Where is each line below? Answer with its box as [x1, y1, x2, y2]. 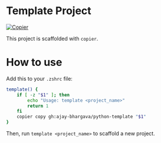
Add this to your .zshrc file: [6, 75, 73, 82]
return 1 [27, 103, 49, 109]
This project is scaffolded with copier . [6, 35, 98, 42]
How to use [6, 56, 63, 69]
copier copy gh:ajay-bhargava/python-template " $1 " [17, 114, 146, 120]
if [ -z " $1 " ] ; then [17, 92, 70, 98]
